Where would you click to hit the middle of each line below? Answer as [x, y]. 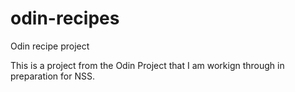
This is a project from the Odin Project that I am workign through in [147, 65]
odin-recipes [65, 18]
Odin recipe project [50, 46]
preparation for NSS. [52, 76]
